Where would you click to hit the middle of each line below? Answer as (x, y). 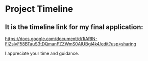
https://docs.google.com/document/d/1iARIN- (51, 39)
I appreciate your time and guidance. (42, 53)
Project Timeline (39, 9)
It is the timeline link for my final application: (74, 27)
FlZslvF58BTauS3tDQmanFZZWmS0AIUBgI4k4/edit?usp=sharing (71, 44)
